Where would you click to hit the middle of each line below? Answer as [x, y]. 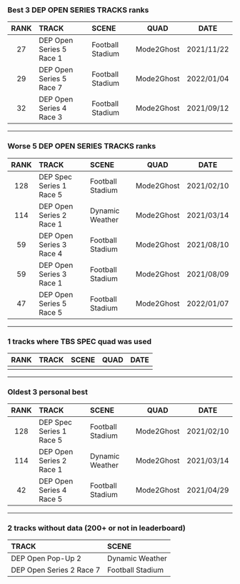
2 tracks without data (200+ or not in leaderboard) [96, 528]
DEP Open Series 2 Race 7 [56, 570]
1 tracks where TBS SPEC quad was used [80, 341]
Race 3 [51, 117]
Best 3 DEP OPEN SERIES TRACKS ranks [78, 10]
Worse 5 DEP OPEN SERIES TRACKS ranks [82, 146]
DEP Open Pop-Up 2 [46, 558]
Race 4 [51, 253]
